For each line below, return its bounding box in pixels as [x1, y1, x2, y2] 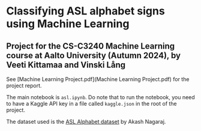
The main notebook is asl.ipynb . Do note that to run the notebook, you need [6, 94, 195, 100]
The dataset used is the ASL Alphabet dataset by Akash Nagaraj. [6, 118, 166, 125]
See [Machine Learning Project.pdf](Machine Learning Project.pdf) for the [6, 76, 190, 82]
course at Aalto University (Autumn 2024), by [6, 50, 181, 61]
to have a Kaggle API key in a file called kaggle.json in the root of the [6, 100, 177, 107]
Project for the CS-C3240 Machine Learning [6, 41, 175, 51]
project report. [6, 82, 42, 89]
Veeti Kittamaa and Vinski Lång [6, 59, 126, 70]
